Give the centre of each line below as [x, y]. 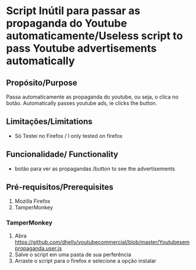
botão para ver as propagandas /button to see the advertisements [95, 169]
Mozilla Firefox [32, 201]
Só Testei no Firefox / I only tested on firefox [68, 136]
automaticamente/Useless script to [94, 36]
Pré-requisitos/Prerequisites [60, 187]
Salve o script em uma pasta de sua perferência [73, 254]
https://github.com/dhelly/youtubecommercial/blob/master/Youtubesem [102, 242]
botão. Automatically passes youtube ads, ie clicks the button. [82, 103]
